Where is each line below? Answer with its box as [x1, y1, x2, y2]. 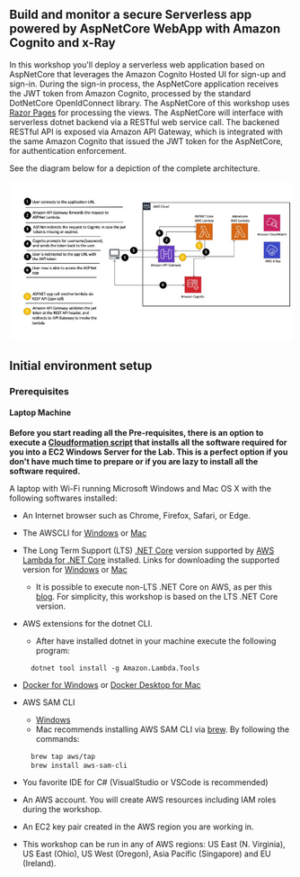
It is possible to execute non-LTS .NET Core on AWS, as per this [35, 581, 272, 592]
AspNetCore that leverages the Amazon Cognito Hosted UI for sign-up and [9, 68, 287, 79]
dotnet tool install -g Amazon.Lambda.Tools [31, 664, 200, 673]
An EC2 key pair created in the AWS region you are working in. [22, 821, 254, 832]
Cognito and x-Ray [9, 35, 116, 50]
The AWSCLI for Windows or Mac [22, 527, 147, 538]
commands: [35, 733, 80, 744]
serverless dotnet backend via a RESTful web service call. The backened [9, 116, 280, 127]
